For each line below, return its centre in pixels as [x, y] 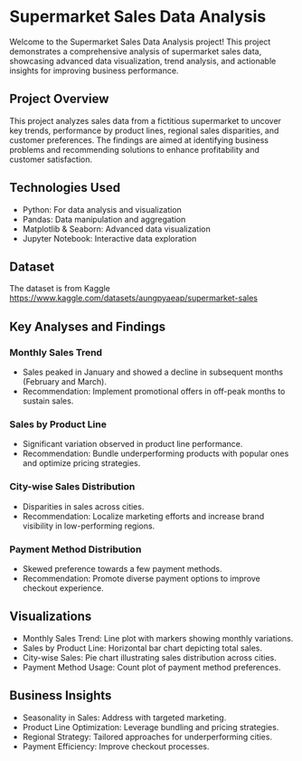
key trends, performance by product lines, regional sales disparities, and [144, 130]
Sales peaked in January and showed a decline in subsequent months [152, 372]
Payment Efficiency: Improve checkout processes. [116, 746]
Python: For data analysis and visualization [102, 209]
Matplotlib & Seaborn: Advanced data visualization [116, 229]
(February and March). [64, 382]
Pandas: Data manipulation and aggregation [104, 219]
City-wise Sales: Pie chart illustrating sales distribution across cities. [150, 657]
